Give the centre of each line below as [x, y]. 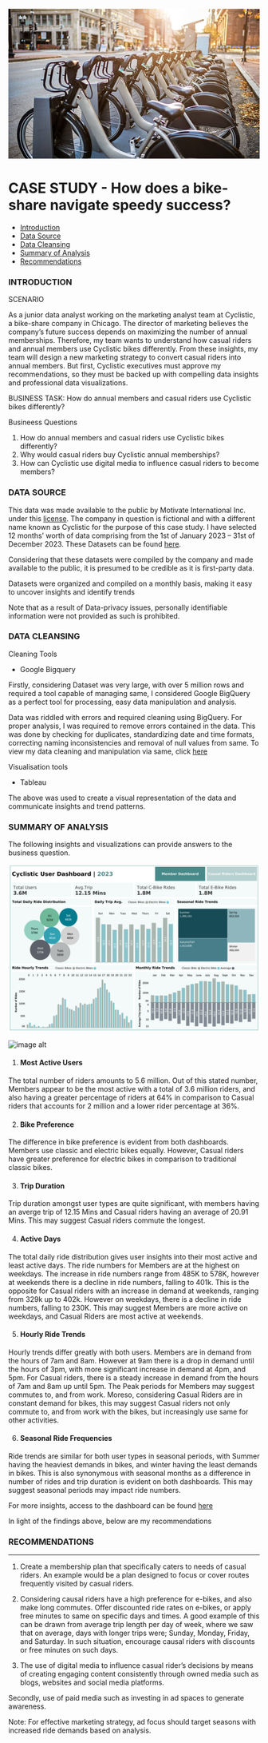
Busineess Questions [43, 422]
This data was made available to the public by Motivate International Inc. [127, 510]
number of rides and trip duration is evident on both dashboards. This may [130, 1482]
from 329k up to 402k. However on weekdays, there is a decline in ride [125, 1299]
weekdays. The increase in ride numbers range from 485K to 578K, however [134, 1273]
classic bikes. [31, 1168]
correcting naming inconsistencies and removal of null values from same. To [134, 742]
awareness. [27, 1706]
